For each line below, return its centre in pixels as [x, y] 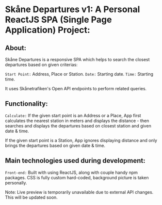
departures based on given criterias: [41, 65]
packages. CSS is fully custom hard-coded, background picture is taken [77, 177]
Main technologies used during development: [75, 161]
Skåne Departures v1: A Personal [73, 9]
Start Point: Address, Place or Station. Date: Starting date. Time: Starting [79, 74]
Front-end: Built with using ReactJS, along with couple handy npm [72, 172]
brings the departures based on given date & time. [55, 145]
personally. [16, 183]
